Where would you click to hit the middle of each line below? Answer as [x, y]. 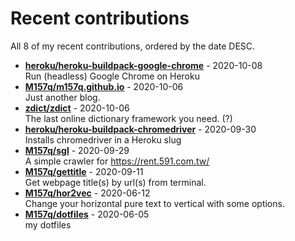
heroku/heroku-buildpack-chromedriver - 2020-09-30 [140, 129]
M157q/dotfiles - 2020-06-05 [87, 214]
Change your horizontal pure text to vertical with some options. [154, 203]
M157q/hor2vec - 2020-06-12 [87, 193]
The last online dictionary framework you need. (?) [128, 118]
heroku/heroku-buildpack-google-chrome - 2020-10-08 [143, 65]
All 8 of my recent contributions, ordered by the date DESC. [133, 46]
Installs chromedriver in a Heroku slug [103, 139]
